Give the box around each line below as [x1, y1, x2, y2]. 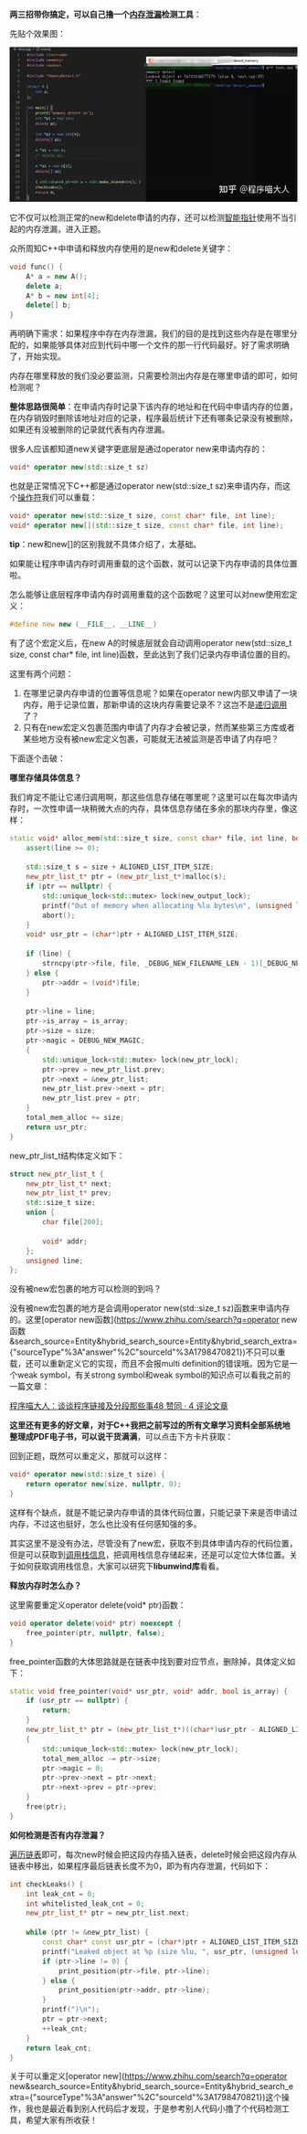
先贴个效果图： [9, 28, 66, 39]
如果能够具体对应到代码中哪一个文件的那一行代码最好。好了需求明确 [33, 340, 290, 351]
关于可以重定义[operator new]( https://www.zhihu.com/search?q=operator [9, 2071, 288, 2082]
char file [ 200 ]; [42, 1218, 104, 1227]
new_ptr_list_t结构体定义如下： [9, 1150, 125, 1161]
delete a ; [26, 281, 64, 291]
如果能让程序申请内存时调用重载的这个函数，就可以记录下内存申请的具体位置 [9, 557, 298, 569]
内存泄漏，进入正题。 [25, 223, 106, 234]
